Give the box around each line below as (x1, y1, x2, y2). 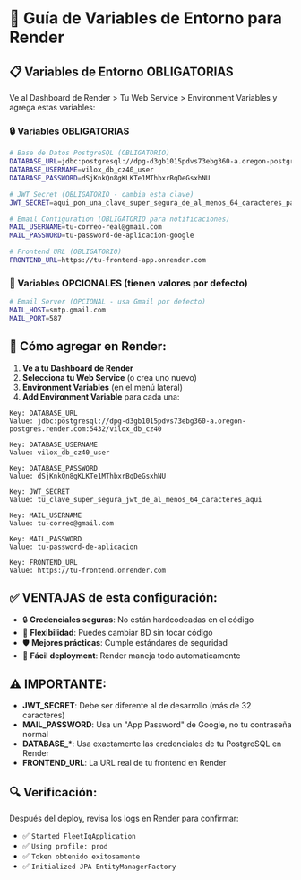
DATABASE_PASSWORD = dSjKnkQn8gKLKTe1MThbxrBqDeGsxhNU (9, 173, 211, 182)
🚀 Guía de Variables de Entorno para (9, 8, 282, 29)
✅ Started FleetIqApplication (21, 831, 136, 841)
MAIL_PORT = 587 (9, 313, 63, 322)
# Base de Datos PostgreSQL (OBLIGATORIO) (9, 148, 170, 158)
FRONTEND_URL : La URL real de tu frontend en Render (21, 758, 227, 769)
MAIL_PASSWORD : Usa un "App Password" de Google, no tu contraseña (21, 719, 292, 730)
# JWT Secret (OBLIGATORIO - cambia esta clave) (9, 189, 194, 198)
